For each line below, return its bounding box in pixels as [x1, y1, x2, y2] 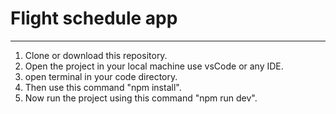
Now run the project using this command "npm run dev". [24, 92, 258, 104]
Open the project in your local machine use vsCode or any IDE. [24, 60, 284, 72]
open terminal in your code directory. [24, 70, 178, 82]
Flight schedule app [10, 7, 178, 30]
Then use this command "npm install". [24, 81, 182, 93]
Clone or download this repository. [24, 49, 168, 61]
